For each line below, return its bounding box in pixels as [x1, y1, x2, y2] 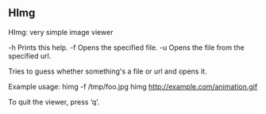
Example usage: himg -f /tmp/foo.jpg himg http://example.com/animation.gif [8, 82, 258, 91]
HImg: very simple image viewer [8, 27, 114, 36]
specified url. [8, 51, 52, 60]
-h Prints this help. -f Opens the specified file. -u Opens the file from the [8, 43, 245, 52]
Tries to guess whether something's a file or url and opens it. [8, 66, 207, 76]
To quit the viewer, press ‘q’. [8, 97, 100, 106]
